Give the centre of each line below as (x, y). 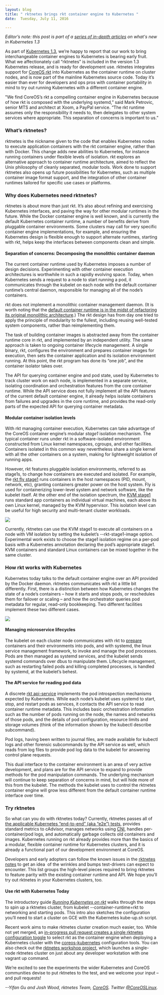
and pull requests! (23, 978)
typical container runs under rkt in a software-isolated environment (72, 439)
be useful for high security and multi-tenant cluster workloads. (68, 511)
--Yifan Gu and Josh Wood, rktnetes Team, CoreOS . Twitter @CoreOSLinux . (82, 987)
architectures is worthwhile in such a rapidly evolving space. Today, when (79, 275)
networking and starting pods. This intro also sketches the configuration (78, 912)
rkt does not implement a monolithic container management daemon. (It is (79, 305)
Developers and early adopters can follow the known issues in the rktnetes (80, 859)
